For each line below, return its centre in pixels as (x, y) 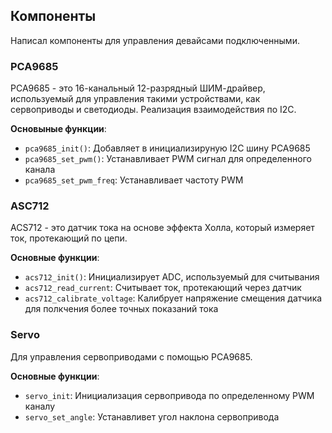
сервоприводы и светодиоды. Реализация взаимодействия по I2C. (153, 110)
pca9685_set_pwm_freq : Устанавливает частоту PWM (134, 180)
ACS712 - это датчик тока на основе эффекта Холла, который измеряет (162, 228)
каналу (40, 406)
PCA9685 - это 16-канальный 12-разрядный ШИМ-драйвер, (138, 88)
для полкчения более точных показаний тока (121, 309)
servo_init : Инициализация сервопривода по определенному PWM (169, 395)
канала (40, 170)
